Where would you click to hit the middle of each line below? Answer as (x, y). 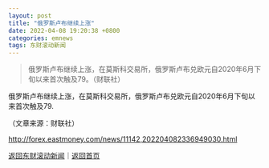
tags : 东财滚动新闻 (37, 46)
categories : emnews (41, 38)
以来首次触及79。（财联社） (80, 79)
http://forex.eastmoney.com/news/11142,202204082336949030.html (123, 139)
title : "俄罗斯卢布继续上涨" (51, 23)
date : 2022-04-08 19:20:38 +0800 (64, 30)
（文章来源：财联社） (43, 123)
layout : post (30, 16)
